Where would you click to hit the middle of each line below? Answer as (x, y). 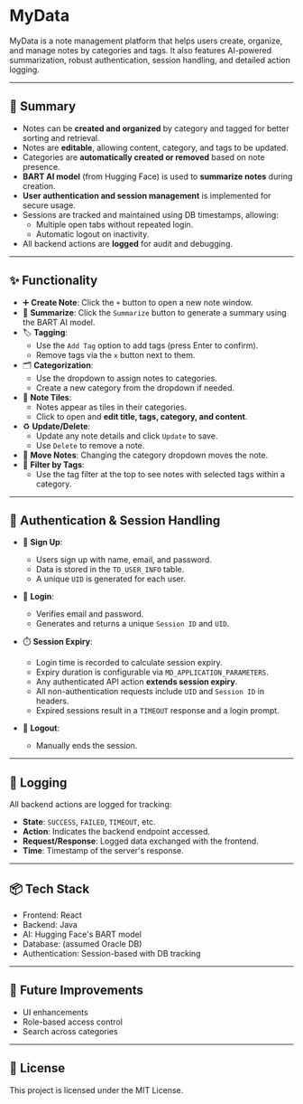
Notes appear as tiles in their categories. (111, 407)
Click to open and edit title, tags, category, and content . (142, 416)
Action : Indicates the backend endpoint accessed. (116, 832)
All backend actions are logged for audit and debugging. (127, 243)
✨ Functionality (54, 281)
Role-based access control (73, 1022)
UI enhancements (55, 1012)
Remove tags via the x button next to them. (115, 354)
